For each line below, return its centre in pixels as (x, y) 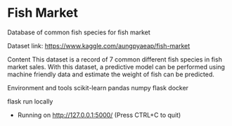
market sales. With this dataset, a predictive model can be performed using (116, 66)
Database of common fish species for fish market (79, 32)
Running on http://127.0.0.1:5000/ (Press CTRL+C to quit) (99, 115)
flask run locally (30, 101)
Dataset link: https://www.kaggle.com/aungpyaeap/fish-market (99, 45)
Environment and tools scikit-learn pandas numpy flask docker (98, 87)
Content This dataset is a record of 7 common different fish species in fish (115, 59)
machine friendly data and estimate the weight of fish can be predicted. (111, 74)
